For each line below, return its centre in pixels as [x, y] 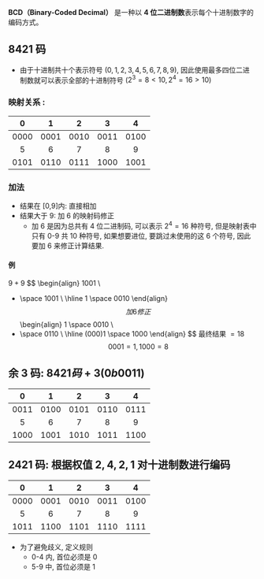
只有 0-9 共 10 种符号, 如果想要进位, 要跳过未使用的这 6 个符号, [133, 236]
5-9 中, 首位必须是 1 [63, 566]
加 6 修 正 [138, 311]
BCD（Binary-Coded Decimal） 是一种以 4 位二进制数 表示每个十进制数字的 [131, 12]
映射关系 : [27, 102]
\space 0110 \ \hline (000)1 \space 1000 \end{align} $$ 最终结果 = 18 [132, 333]
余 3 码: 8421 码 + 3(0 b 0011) [76, 373]
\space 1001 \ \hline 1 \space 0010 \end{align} [93, 298]
